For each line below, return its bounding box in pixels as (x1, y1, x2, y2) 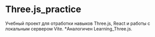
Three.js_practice (5, 4, 82, 15)
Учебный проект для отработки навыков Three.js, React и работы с (5, 20, 150, 26)
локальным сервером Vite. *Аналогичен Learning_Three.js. (5, 25, 133, 31)
